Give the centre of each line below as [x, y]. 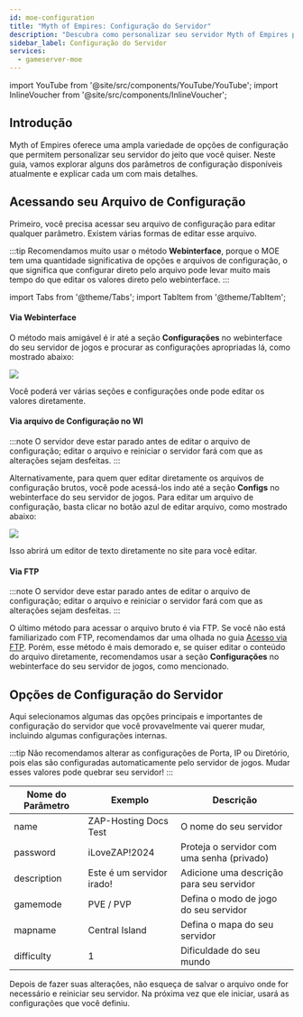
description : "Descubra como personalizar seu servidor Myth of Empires [149, 34]
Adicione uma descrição [232, 873]
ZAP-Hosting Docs [128, 821]
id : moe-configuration [52, 18]
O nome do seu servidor [231, 827]
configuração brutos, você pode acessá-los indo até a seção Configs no [144, 488]
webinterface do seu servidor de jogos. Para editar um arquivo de [132, 498]
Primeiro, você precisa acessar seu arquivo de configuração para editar [142, 224]
